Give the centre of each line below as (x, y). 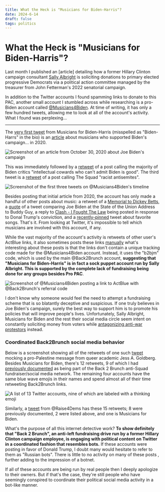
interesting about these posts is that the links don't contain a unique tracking (82, 248)
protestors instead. (24, 330)
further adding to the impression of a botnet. (50, 460)
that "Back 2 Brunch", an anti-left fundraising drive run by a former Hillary (82, 434)
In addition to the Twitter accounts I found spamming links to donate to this (81, 97)
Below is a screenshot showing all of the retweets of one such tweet (74, 353)
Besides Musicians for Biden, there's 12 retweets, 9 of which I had (72, 363)
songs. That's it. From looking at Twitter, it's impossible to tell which (74, 222)
